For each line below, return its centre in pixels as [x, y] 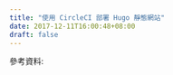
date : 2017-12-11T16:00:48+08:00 [72, 26]
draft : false [34, 34]
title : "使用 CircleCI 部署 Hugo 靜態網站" [87, 18]
